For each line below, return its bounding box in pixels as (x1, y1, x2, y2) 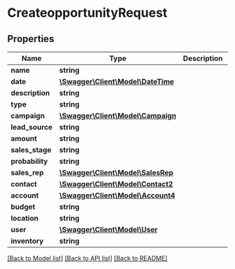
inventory (10, 236, 44, 246)
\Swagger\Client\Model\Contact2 (59, 179, 173, 188)
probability (10, 156, 48, 166)
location (10, 214, 38, 223)
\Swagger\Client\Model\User (59, 225, 158, 234)
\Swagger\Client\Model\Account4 (59, 191, 176, 200)
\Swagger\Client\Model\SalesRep (59, 168, 173, 177)
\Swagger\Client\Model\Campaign (59, 111, 177, 120)
